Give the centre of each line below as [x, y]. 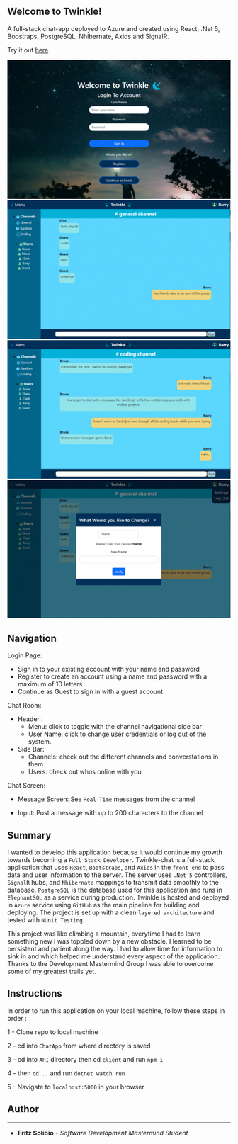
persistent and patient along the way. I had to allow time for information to [115, 949]
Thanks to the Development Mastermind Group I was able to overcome [110, 964]
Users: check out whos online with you [85, 772]
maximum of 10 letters [50, 684]
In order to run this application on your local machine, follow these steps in [116, 1010]
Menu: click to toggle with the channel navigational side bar [115, 727]
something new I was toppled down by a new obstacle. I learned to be [109, 941]
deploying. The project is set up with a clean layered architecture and [111, 912]
